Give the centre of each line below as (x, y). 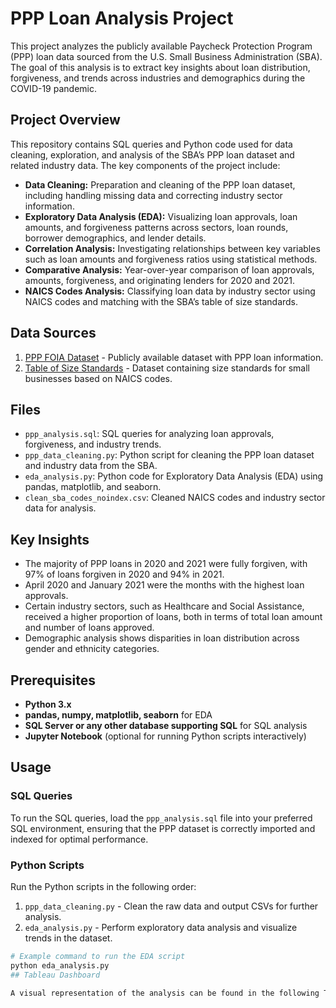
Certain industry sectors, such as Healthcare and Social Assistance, (164, 606)
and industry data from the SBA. (91, 466)
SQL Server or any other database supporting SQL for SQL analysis (166, 725)
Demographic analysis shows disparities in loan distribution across (162, 638)
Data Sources (53, 333)
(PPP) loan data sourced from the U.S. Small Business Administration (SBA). (166, 56)
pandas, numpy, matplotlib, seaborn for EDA (118, 715)
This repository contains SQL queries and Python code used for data (151, 144)
